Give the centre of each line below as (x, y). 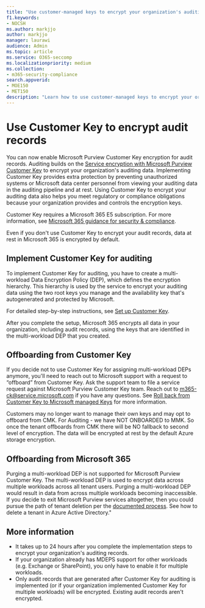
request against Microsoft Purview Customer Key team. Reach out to (92, 389)
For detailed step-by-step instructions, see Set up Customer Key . (88, 311)
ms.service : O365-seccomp (39, 57)
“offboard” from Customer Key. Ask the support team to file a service (93, 383)
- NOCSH (16, 23)
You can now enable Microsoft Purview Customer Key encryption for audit (100, 157)
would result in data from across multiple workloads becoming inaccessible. (102, 493)
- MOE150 (17, 86)
